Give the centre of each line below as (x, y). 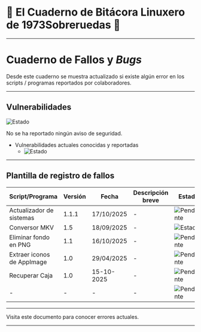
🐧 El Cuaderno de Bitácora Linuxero (96, 12)
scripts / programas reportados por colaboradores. (69, 83)
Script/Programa (33, 196)
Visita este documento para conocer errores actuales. (73, 316)
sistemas (22, 218)
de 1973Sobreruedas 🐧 (63, 25)
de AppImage (28, 262)
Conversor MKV (32, 227)
